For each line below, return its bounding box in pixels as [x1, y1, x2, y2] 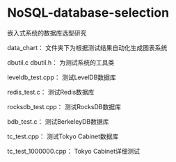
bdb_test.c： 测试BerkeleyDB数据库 [7, 117, 109, 126]
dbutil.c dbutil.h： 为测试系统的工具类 [7, 58, 115, 67]
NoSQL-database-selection [7, 5, 169, 21]
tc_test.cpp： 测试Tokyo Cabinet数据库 [7, 132, 119, 140]
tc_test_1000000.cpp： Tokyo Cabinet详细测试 [7, 147, 141, 155]
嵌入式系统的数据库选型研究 [7, 29, 87, 37]
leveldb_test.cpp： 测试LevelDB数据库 [7, 73, 116, 81]
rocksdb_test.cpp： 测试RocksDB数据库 [7, 102, 122, 111]
